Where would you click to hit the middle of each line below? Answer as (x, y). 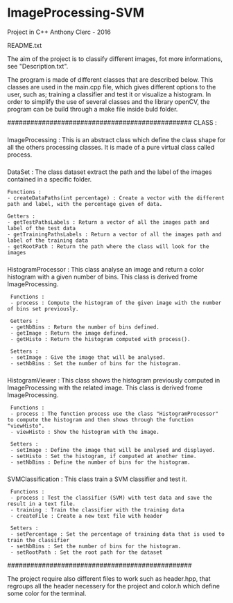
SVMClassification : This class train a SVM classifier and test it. (97, 479)
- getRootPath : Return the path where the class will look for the (108, 246)
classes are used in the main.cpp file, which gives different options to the (112, 87)
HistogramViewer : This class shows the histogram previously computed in (114, 380)
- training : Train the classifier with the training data (97, 510)
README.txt (25, 45)
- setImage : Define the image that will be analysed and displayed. (113, 450)
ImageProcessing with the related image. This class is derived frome (105, 387)
